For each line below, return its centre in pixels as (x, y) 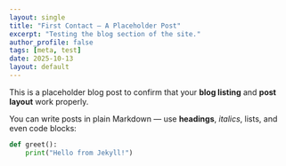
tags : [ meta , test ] (45, 51)
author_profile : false (51, 42)
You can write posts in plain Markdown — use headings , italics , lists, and (143, 119)
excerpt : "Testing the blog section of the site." (105, 34)
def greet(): (33, 144)
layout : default (39, 67)
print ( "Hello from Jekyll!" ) (79, 153)
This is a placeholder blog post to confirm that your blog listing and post (143, 92)
